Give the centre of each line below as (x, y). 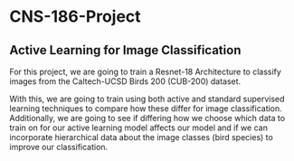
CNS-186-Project (76, 17)
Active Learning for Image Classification (125, 50)
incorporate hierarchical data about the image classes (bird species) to (141, 137)
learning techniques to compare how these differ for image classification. (146, 109)
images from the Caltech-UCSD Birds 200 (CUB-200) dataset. (125, 81)
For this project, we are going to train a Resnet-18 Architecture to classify (146, 71)
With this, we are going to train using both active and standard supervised (147, 99)
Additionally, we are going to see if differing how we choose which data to (147, 118)
